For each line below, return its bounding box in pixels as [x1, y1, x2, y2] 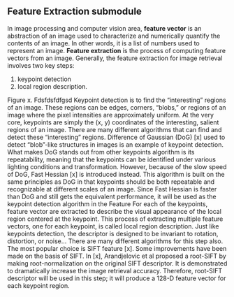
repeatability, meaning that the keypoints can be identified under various [7, 155, 217, 164]
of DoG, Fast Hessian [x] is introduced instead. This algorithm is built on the [7, 170, 225, 178]
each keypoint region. [7, 281, 70, 289]
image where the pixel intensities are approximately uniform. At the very [7, 110, 214, 119]
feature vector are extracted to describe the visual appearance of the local [7, 207, 222, 215]
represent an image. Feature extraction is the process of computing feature [7, 46, 226, 55]
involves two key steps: [7, 61, 75, 69]
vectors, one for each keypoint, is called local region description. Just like [7, 222, 219, 230]
